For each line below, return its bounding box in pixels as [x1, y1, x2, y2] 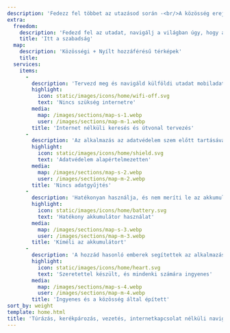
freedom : [13, 23, 38, 29]
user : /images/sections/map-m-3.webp [37, 232, 146, 239]
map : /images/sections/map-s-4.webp [37, 283, 142, 291]
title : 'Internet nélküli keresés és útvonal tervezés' [31, 124, 194, 131]
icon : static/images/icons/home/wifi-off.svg [37, 93, 170, 100]
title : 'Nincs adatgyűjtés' [31, 182, 112, 189]
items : [19, 67, 38, 74]
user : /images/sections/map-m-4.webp [37, 290, 146, 297]
